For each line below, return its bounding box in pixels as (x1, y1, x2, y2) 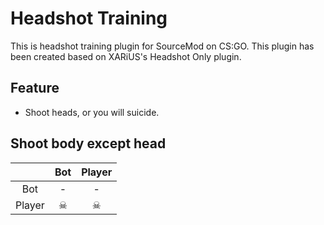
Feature (10, 80, 60, 97)
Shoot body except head (10, 135, 167, 152)
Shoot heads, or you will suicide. (24, 106, 160, 118)
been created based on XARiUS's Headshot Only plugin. (10, 50, 242, 62)
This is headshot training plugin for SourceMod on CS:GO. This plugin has (10, 40, 315, 52)
